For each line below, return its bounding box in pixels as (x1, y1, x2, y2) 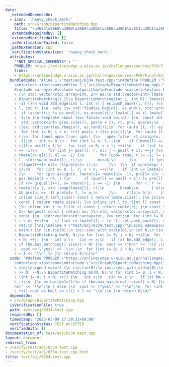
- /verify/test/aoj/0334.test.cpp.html (5, 349, 89, 354)
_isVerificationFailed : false (10, 40, 73, 45)
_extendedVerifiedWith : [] (10, 36, 66, 41)
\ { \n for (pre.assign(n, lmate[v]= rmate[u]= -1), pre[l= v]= (14, 171, 158, 176)
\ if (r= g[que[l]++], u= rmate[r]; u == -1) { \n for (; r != (14, 181, 161, 186)
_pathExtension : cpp (10, 45, 53, 50)
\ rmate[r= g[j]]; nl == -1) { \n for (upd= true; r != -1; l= (14, 153, 161, 158)
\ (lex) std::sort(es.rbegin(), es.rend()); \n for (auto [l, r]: (14, 125, 156, 130)
